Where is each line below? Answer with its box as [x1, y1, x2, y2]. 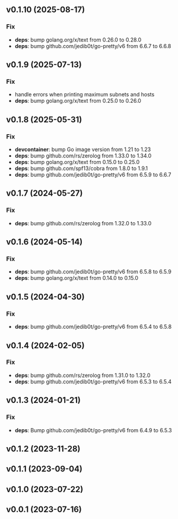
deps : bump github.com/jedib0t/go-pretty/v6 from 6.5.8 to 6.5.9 [14, 268, 172, 275]
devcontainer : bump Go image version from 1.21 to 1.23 [14, 146, 151, 153]
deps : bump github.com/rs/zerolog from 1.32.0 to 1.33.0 [14, 219, 152, 227]
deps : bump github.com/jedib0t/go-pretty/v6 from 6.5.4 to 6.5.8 [14, 323, 172, 331]
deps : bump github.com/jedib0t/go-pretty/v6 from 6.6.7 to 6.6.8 [14, 42, 171, 49]
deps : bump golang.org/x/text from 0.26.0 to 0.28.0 [14, 36, 142, 43]
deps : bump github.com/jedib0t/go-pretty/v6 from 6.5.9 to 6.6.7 [14, 171, 171, 178]
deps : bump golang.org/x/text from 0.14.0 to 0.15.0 [14, 275, 138, 282]
